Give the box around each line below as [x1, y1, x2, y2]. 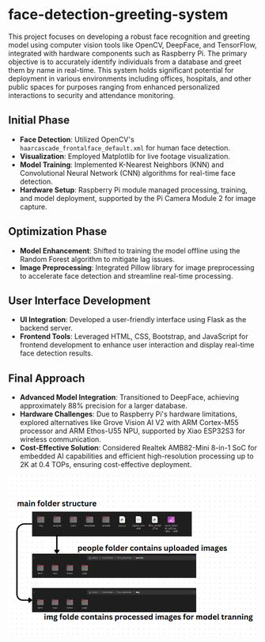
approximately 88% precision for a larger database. [19, 401, 188, 411]
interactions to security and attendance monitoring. [8, 90, 176, 100]
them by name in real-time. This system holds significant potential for [8, 65, 235, 74]
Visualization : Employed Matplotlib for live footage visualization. [19, 151, 231, 161]
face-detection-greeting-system [8, 6, 229, 24]
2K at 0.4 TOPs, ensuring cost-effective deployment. [19, 460, 192, 469]
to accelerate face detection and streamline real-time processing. [19, 271, 233, 280]
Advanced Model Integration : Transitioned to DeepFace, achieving [19, 393, 240, 402]
